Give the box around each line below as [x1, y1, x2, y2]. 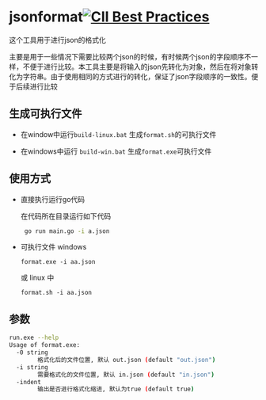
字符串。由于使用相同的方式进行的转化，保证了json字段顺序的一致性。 [22, 71, 252, 81]
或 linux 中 [20, 273, 55, 283]
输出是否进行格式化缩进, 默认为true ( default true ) [37, 385, 195, 394]
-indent [16, 378, 42, 386]
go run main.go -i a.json [24, 227, 110, 235]
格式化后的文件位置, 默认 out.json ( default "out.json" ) [37, 356, 216, 364]
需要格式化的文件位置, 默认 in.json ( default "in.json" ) [37, 371, 215, 379]
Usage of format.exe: [9, 341, 81, 349]
